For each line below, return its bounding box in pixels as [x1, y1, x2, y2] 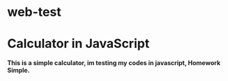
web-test [7, 4, 61, 20]
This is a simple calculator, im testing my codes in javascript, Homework [7, 59, 221, 67]
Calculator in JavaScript [7, 36, 150, 52]
